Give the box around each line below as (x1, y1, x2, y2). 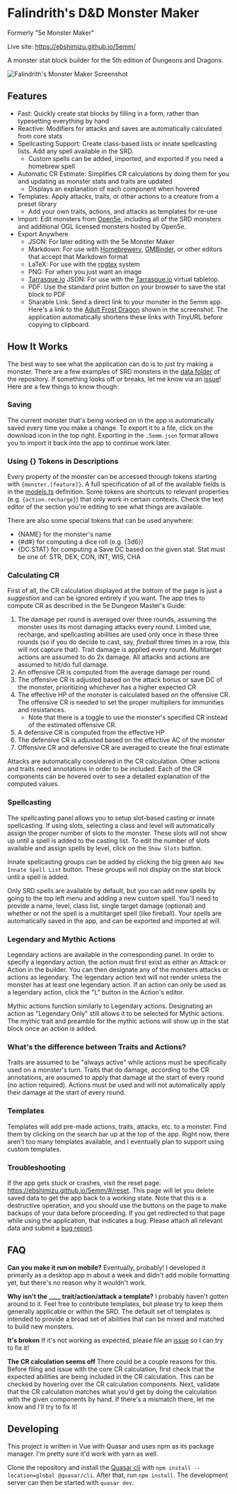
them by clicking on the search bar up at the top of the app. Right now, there (7, 1129, 230, 1138)
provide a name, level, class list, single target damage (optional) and (7, 901, 206, 909)
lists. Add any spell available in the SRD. (17, 147, 134, 155)
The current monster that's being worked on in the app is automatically (7, 416, 214, 424)
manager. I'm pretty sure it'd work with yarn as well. (7, 1449, 158, 1458)
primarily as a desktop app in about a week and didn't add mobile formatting (7, 1271, 230, 1279)
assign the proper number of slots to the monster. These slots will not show (7, 829, 227, 837)
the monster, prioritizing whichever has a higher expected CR (17, 683, 197, 692)
